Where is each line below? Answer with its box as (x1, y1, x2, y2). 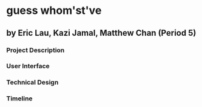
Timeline (6, 94, 33, 103)
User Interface (6, 62, 50, 70)
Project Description (6, 46, 65, 54)
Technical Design (6, 78, 59, 86)
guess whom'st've (6, 4, 102, 18)
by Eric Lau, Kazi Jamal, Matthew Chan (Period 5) (6, 28, 197, 38)
